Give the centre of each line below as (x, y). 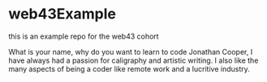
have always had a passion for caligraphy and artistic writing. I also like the (133, 60)
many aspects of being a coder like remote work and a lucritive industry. (129, 68)
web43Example (62, 14)
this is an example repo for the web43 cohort (84, 36)
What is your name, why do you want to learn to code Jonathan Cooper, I (131, 51)
